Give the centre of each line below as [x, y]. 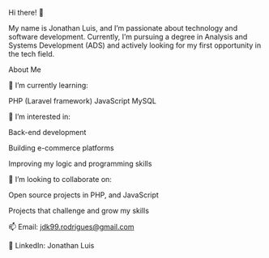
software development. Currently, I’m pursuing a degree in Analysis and [128, 37]
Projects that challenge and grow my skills [79, 211]
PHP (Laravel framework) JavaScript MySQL [82, 101]
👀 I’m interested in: [40, 116]
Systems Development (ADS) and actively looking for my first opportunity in [135, 45]
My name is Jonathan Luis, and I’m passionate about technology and [123, 28]
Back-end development [47, 132]
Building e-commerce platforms [62, 148]
